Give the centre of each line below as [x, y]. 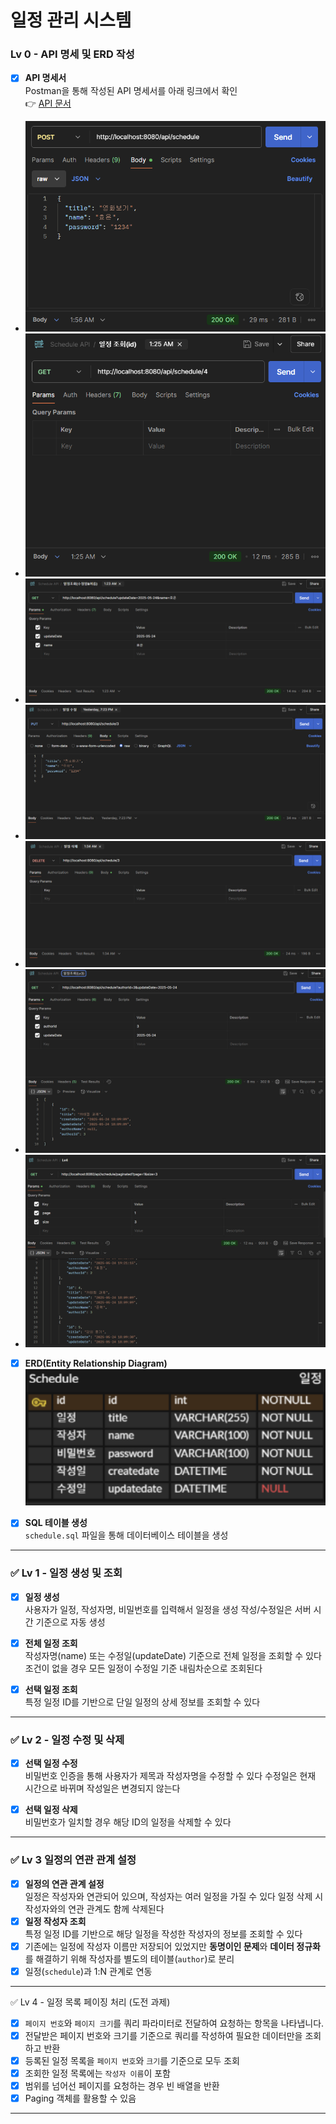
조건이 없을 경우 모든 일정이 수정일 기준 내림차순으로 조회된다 [143, 1668]
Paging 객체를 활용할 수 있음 [80, 2098]
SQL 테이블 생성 [56, 1523]
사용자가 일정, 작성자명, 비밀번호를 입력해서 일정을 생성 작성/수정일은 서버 [168, 1609]
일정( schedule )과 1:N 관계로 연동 [88, 1971]
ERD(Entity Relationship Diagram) [96, 1363]
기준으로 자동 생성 [70, 1622]
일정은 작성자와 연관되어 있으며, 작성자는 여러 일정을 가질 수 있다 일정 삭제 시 [174, 1896]
